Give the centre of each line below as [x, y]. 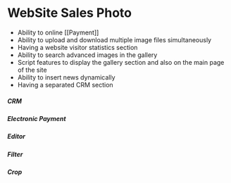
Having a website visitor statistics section [77, 47]
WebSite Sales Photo [70, 13]
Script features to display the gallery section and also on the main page [121, 62]
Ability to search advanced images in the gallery [87, 55]
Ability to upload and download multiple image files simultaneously [114, 39]
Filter [15, 154]
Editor [17, 137]
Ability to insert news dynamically [66, 77]
